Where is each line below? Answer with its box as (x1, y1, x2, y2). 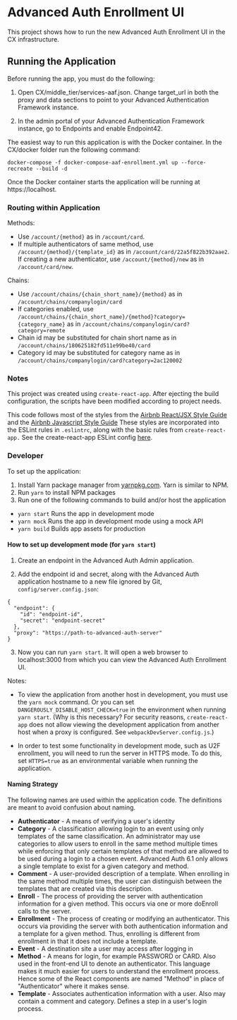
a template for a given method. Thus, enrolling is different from (17, 930, 200, 938)
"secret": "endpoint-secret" (20, 617, 106, 624)
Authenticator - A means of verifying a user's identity (17, 817, 175, 826)
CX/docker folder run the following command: (7, 145, 141, 154)
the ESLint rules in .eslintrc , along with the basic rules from (7, 426, 183, 434)
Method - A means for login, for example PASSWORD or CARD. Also (17, 952, 217, 961)
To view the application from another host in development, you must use (17, 690, 229, 699)
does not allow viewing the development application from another (29, 720, 220, 728)
